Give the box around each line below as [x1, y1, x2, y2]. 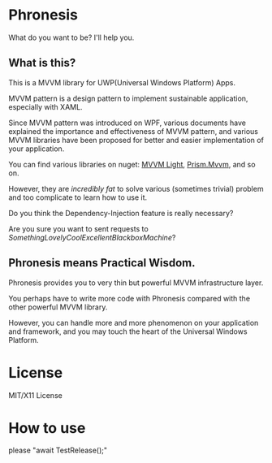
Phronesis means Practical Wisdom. [8, 256, 196, 270]
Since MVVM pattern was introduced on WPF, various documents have [8, 118, 246, 128]
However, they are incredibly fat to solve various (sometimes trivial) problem [8, 184, 264, 193]
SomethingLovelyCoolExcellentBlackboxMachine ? [8, 232, 176, 242]
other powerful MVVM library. [8, 302, 108, 312]
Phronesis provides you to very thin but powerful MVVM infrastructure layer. [8, 278, 264, 288]
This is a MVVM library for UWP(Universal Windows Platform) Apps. [8, 77, 235, 87]
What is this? [8, 56, 76, 70]
